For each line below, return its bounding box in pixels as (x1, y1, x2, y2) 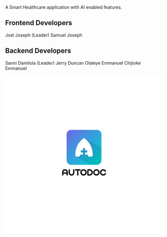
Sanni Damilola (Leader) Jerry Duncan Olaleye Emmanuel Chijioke (5, 60, 141, 66)
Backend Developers (5, 47, 71, 55)
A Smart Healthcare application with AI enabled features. (5, 5, 122, 10)
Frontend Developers (5, 19, 72, 27)
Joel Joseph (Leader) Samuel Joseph (5, 32, 82, 38)
